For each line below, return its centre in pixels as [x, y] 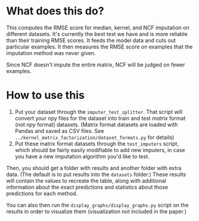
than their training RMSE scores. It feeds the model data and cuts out [91, 40]
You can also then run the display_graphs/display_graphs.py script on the [98, 205]
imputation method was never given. [51, 53]
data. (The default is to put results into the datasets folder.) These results [96, 174]
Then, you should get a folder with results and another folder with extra [94, 168]
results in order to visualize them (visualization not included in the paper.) [97, 211]
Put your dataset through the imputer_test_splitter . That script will [99, 111]
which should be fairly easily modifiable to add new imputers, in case [100, 150]
